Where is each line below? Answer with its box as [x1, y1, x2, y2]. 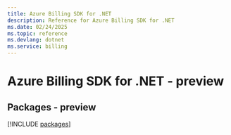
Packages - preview [7, 101, 96, 113]
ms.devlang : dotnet [7, 37, 65, 44]
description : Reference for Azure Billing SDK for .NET [7, 17, 175, 24]
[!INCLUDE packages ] [7, 120, 71, 128]
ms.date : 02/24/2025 [7, 23, 68, 30]
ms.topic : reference [7, 30, 68, 37]
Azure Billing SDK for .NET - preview [7, 73, 224, 89]
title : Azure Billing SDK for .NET [7, 10, 112, 18]
